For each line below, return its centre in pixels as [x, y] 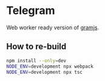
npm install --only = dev [36, 61]
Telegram [31, 11]
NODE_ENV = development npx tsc [45, 72]
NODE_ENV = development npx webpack [50, 66]
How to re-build [36, 47]
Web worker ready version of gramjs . [52, 27]
